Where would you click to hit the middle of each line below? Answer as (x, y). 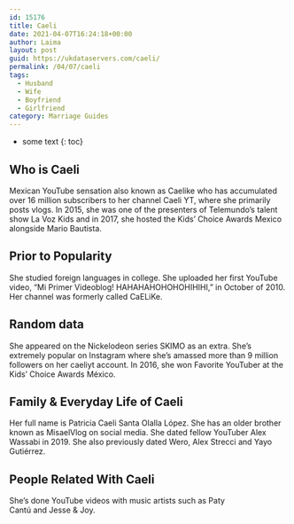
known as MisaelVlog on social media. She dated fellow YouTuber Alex (138, 433)
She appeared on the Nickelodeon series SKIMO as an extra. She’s (131, 346)
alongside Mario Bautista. (55, 228)
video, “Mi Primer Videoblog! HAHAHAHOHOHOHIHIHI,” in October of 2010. (147, 287)
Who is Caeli (44, 169)
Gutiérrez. (27, 451)
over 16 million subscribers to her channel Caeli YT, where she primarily (140, 199)
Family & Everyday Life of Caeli (96, 401)
